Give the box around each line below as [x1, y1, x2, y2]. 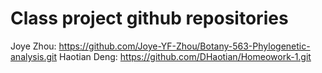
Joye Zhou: [10, 40, 57, 52]
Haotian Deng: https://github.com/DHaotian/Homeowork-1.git [59, 50, 312, 62]
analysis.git [10, 50, 58, 62]
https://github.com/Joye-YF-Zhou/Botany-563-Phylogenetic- [58, 40, 311, 52]
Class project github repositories [10, 7, 289, 30]
